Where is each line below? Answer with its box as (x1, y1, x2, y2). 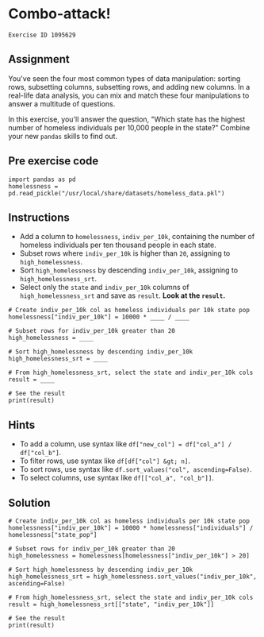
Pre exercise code (8, 154, 99, 168)
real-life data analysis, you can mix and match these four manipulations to (8, 91, 250, 100)
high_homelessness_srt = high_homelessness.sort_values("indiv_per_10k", (8, 573, 258, 581)
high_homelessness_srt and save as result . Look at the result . (19, 291, 226, 300)
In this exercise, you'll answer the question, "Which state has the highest (8, 114, 246, 124)
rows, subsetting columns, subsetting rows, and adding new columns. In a (8, 82, 251, 91)
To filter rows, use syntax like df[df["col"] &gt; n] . (19, 456, 190, 465)
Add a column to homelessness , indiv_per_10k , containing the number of (19, 232, 255, 241)
